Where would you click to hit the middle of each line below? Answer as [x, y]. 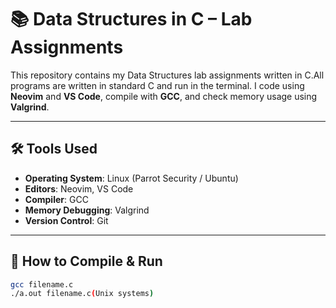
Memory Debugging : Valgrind [87, 210]
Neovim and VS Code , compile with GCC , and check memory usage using [164, 96]
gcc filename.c [42, 284]
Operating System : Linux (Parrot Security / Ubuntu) [131, 178]
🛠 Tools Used [54, 149]
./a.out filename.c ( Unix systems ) [82, 294]
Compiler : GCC [56, 199]
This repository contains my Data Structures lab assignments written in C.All [167, 75]
